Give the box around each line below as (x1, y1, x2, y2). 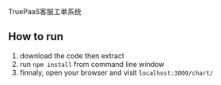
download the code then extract (19, 50, 124, 61)
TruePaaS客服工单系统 (8, 7, 82, 16)
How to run (8, 30, 64, 43)
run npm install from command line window (19, 59, 165, 68)
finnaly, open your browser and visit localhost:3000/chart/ (19, 68, 214, 77)
